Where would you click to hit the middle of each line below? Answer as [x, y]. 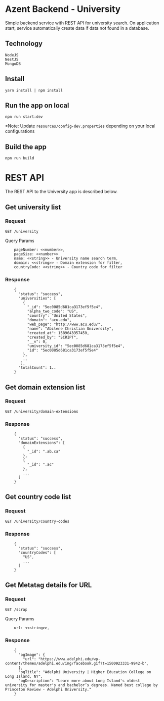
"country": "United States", [57, 316]
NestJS [12, 59]
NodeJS [12, 55]
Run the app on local [37, 105]
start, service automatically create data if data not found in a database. [77, 28]
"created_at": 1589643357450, [58, 333]
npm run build [20, 158]
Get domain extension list [45, 387]
